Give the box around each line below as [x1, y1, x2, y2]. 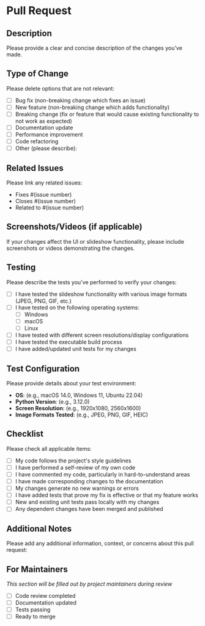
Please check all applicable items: [6, 445, 92, 452]
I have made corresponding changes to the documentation [15, 478, 163, 485]
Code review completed [15, 592, 76, 599]
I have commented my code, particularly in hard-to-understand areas [15, 470, 190, 478]
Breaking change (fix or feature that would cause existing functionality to [15, 110, 199, 118]
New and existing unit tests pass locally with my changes [15, 499, 160, 506]
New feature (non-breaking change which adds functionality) [15, 104, 170, 111]
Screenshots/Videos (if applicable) [6, 222, 143, 232]
